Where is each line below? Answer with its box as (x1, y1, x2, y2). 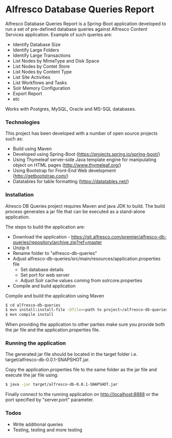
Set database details (20, 266, 64, 272)
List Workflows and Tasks (12, 79, 68, 86)
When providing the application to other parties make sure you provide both (5, 322, 165, 328)
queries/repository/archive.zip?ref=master (12, 239, 102, 245)
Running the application (5, 340, 66, 347)
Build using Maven (12, 146, 52, 152)
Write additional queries (12, 421, 63, 427)
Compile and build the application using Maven (5, 292, 104, 298)
